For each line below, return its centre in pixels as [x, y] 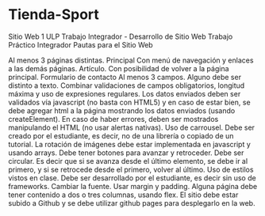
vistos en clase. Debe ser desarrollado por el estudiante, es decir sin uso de [132, 178]
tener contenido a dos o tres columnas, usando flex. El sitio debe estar [123, 195]
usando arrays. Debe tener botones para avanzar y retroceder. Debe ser [126, 153]
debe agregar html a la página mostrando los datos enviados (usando [122, 110]
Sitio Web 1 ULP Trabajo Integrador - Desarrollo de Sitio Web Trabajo [121, 36]
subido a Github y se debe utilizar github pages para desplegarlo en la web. [132, 203]
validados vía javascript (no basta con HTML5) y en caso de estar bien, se [130, 102]
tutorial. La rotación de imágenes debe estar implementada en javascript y [130, 144]
